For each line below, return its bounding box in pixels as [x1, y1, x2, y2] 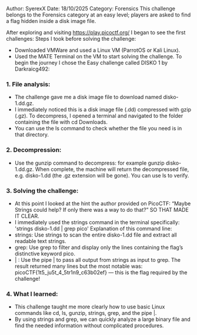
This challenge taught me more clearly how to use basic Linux [14, 303, 165, 310]
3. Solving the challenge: [6, 186, 79, 195]
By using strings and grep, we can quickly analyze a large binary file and [14, 316, 191, 323]
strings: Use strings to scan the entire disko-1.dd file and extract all [14, 231, 178, 238]
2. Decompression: [6, 146, 62, 154]
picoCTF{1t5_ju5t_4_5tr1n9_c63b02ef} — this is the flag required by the [14, 268, 188, 276]
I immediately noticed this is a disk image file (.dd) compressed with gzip [14, 106, 192, 113]
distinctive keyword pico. [14, 250, 75, 257]
